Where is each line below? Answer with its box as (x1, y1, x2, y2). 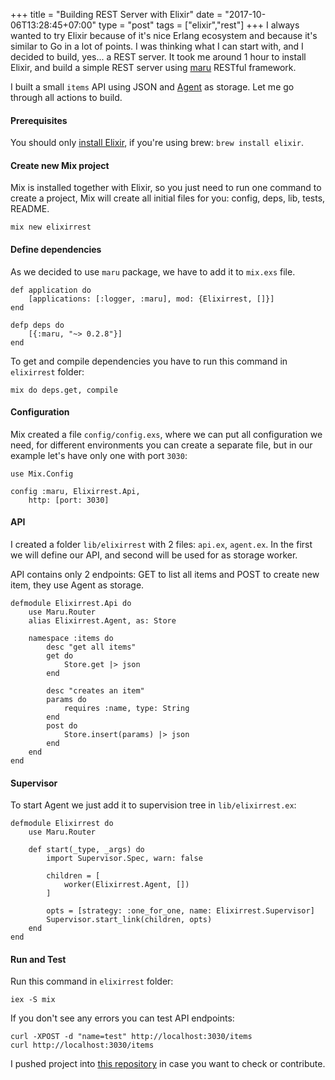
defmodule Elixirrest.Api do (10, 599, 132, 609)
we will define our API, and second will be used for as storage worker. (10, 549, 298, 561)
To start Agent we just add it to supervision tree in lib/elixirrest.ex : (10, 799, 297, 811)
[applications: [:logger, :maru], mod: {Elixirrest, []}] (28, 294, 275, 304)
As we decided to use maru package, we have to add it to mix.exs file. (10, 265, 296, 278)
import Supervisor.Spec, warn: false (46, 854, 203, 864)
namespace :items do (28, 634, 114, 644)
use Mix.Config (10, 469, 74, 479)
